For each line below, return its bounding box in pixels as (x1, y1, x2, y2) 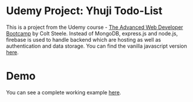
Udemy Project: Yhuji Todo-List (6, 4, 163, 18)
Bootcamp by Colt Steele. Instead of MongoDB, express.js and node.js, (6, 29, 178, 37)
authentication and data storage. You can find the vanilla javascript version (6, 42, 187, 50)
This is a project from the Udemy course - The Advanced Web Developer (6, 24, 184, 31)
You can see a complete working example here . (6, 88, 122, 96)
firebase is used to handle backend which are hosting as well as (6, 36, 161, 43)
